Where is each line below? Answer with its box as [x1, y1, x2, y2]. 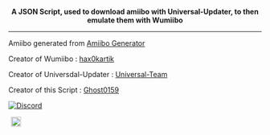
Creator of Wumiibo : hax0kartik [8, 54, 115, 63]
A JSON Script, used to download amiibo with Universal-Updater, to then [11, 7, 259, 16]
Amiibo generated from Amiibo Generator [8, 39, 145, 47]
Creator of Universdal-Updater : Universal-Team [8, 70, 168, 79]
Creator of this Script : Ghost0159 [8, 85, 120, 95]
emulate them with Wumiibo [87, 15, 183, 25]
